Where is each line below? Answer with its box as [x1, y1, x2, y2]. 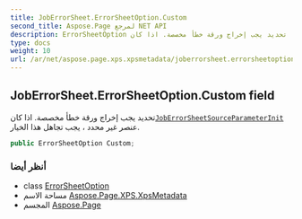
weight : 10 [10, 47, 51, 56]
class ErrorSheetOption [22, 180, 110, 191]
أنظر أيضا [10, 160, 47, 172]
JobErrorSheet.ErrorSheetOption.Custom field [10, 88, 275, 103]
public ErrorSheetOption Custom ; [10, 138, 135, 148]
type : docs [10, 38, 51, 48]
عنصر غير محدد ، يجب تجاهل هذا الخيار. [10, 121, 140, 132]
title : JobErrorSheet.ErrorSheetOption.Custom [10, 13, 187, 22]
